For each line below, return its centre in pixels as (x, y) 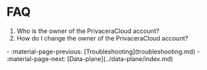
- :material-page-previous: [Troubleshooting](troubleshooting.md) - (103, 51)
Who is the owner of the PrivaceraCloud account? (88, 31)
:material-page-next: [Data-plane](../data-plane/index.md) (90, 58)
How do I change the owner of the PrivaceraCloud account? (102, 38)
